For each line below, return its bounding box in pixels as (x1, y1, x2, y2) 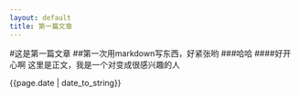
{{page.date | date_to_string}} (9, 77, 122, 88)
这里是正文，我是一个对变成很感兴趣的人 (27, 59, 180, 70)
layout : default (9, 13, 71, 23)
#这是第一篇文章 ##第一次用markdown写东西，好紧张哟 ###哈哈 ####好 (9, 47, 284, 59)
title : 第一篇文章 (9, 22, 73, 31)
